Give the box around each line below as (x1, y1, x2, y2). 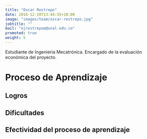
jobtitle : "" (5, 21, 33, 26)
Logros (5, 91, 28, 100)
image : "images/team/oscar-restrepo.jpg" (5, 16, 93, 21)
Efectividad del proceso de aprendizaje (5, 125, 130, 134)
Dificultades (5, 108, 45, 117)
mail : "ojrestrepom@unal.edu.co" (5, 26, 75, 31)
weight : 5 (5, 35, 26, 40)
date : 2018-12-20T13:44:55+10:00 (5, 12, 75, 17)
